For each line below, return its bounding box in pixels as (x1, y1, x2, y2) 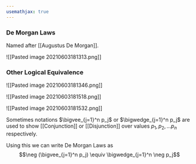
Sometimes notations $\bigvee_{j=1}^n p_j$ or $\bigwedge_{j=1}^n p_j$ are (6, 116, 191, 124)
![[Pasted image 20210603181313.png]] (6, 53, 102, 60)
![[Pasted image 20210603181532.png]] (6, 105, 102, 112)
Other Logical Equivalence (6, 68, 84, 76)
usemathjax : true (6, 8, 49, 15)
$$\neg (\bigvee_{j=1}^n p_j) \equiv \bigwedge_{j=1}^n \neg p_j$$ (18, 151, 181, 158)
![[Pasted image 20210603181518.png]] (6, 93, 102, 100)
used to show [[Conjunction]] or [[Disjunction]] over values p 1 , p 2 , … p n (6, 122, 177, 131)
